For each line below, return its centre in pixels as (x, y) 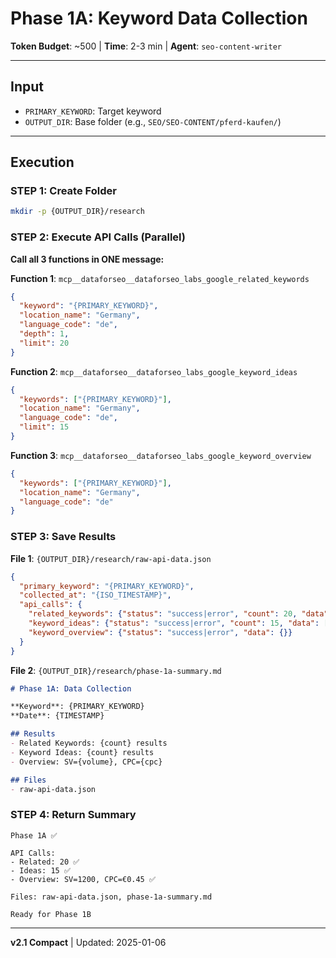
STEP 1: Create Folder (63, 191)
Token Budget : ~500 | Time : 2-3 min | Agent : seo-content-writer (146, 46)
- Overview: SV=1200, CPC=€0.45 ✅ (83, 879)
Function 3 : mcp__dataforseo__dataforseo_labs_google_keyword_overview (161, 455)
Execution (42, 162)
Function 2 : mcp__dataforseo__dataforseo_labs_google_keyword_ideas (154, 371)
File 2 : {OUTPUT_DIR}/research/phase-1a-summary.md (116, 670)
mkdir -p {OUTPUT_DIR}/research (77, 212)
